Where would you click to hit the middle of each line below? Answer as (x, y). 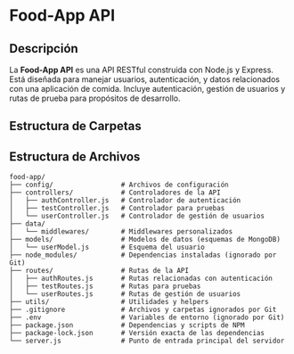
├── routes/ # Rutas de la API (99, 271)
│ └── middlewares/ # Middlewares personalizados (121, 232)
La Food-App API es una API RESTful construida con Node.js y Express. (142, 70)
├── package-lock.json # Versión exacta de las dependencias (137, 333)
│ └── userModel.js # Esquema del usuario (107, 247)
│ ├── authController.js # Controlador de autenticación (125, 201)
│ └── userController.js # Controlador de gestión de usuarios (137, 216)
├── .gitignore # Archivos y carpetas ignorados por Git (143, 310)
